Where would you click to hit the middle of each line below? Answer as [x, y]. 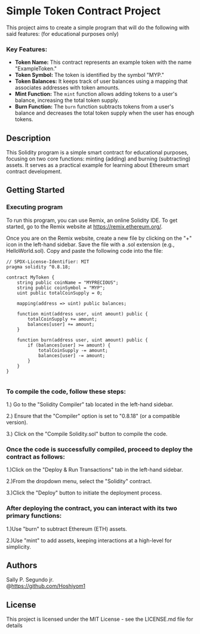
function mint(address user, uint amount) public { [82, 314]
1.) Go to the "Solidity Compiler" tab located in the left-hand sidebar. [90, 404]
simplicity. [19, 546]
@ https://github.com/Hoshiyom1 [46, 586]
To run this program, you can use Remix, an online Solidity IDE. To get [92, 220]
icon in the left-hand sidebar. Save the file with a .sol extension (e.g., [90, 244]
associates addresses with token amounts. [67, 88]
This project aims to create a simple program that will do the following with [98, 27]
